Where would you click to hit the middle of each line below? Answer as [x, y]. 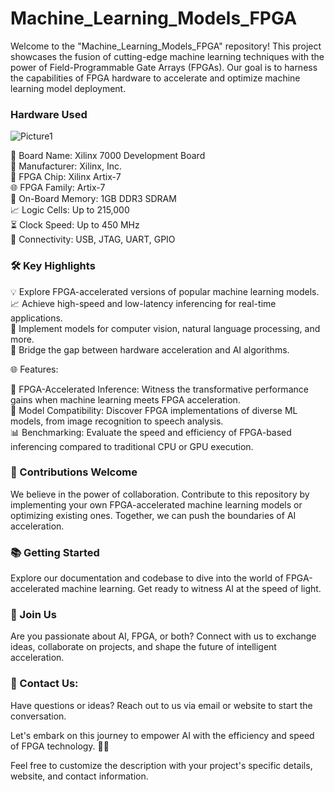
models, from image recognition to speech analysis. [117, 421]
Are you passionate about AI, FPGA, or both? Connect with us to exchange [163, 636]
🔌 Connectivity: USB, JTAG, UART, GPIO [93, 239]
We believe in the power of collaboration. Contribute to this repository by [160, 494]
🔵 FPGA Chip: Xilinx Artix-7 [66, 177]
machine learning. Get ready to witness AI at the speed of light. [191, 589]
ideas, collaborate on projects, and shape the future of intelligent [143, 647]
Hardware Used [49, 114]
